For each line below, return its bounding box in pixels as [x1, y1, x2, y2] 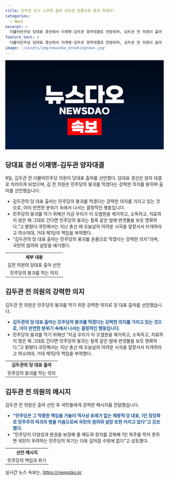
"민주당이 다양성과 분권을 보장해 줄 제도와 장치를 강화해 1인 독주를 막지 [12, 431, 151, 437]
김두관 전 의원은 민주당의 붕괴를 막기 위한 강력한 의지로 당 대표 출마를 [5, 302, 141, 308]
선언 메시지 [16, 449, 38, 455]
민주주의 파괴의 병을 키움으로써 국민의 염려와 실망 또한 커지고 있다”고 [17, 418, 151, 425]
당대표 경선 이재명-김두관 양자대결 [5, 160, 105, 169]
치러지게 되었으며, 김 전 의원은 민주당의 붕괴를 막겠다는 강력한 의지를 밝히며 [10, 182, 158, 188]
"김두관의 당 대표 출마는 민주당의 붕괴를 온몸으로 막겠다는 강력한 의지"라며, [12, 236, 159, 242]
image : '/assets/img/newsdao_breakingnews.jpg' [5, 45, 107, 50]
